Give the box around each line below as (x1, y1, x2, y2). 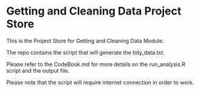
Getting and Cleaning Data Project (6, 4, 182, 18)
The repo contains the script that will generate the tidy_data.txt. (6, 48, 165, 56)
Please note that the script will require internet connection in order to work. (6, 79, 195, 86)
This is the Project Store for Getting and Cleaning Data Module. (6, 37, 164, 44)
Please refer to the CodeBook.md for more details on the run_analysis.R (6, 61, 185, 68)
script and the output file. (6, 67, 70, 74)
